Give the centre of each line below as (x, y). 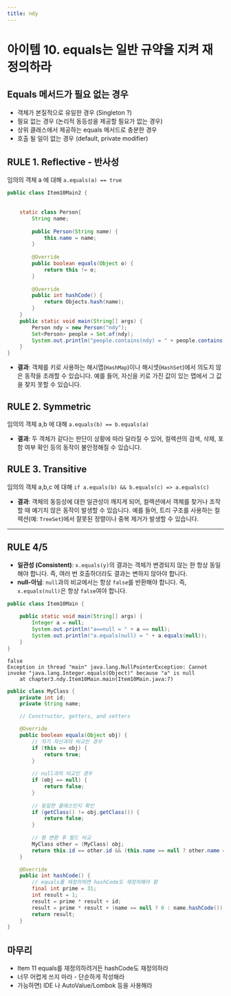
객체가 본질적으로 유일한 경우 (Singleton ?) (75, 112)
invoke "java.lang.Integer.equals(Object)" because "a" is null (101, 673)
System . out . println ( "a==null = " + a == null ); (101, 629)
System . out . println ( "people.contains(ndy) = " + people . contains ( (129, 341)
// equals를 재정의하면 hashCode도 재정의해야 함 (95, 882)
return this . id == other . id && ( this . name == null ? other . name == (130, 851)
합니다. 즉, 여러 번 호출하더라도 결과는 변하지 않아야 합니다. (109, 573)
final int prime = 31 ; (64, 889)
